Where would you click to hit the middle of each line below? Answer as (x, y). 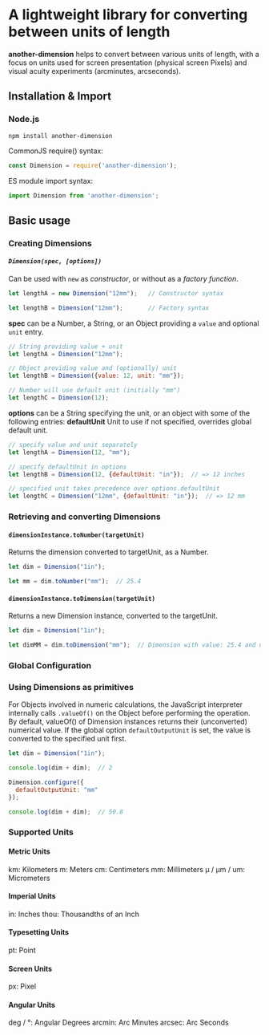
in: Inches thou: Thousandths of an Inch (74, 914)
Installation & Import (60, 97)
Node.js (24, 120)
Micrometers (29, 878)
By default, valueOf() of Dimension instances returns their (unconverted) (128, 722)
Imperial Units (32, 896)
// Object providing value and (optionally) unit (93, 368)
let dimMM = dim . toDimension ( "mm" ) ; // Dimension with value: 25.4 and (132, 645)
